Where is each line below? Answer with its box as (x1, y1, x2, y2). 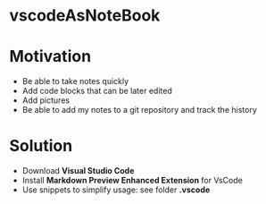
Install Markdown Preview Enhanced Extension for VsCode (21, 175, 243, 186)
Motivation (9, 47, 92, 67)
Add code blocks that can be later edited (21, 86, 172, 97)
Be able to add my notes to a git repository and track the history (21, 105, 257, 115)
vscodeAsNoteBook (9, 5, 161, 26)
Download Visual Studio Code (21, 166, 135, 176)
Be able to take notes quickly (21, 76, 129, 87)
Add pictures (21, 95, 70, 106)
